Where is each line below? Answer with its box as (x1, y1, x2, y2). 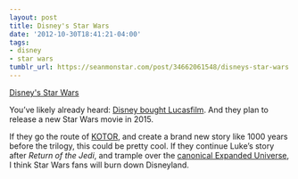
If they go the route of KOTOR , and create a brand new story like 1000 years (9, 131, 288, 142)
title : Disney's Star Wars (9, 21, 110, 30)
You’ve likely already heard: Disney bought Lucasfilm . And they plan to (9, 104, 269, 115)
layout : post (9, 12, 58, 22)
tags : (9, 37, 29, 47)
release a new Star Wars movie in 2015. (9, 113, 154, 125)
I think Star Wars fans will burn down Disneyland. (9, 159, 190, 170)
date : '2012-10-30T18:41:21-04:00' (9, 29, 142, 38)
